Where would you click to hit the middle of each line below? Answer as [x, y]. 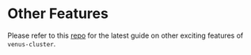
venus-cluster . [32, 43]
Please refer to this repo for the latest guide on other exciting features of [125, 35]
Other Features [58, 14]
